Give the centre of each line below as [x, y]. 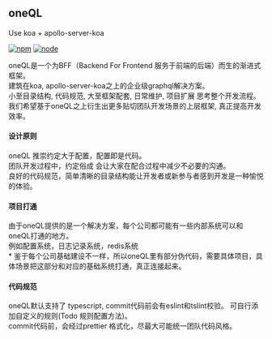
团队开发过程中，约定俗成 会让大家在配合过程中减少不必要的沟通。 [119, 166]
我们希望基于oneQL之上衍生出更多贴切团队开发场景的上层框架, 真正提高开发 [135, 105]
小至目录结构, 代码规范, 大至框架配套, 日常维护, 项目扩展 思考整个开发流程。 [134, 96]
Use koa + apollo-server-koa [56, 32]
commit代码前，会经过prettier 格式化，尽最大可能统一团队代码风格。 [123, 326]
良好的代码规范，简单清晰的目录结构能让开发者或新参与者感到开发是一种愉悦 [136, 176]
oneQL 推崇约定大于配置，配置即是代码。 [77, 156]
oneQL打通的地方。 [41, 236]
